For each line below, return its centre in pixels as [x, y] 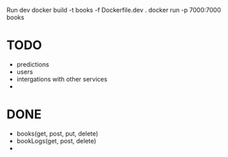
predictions [33, 64]
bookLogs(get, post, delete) [56, 140]
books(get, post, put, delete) [57, 133]
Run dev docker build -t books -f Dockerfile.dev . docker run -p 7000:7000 [114, 10]
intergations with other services [62, 79]
